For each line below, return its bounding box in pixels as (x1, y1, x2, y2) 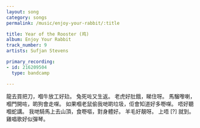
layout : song (6, 8, 39, 15)
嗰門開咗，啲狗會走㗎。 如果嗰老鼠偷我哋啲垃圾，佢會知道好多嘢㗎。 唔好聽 (6, 100, 194, 107)
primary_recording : (6, 59, 55, 65)
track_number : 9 (6, 42, 47, 48)
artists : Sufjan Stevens (6, 48, 69, 54)
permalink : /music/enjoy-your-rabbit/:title (6, 20, 120, 26)
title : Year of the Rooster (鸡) (6, 31, 89, 37)
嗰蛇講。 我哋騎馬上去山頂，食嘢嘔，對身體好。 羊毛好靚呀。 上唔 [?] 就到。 (6, 107, 195, 115)
